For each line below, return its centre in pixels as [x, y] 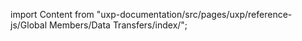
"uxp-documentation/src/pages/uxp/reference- [194, 14]
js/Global [29, 25]
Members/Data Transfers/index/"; [118, 25]
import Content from [52, 14]
